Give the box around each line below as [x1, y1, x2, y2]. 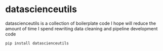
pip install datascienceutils [5, 40, 69, 46]
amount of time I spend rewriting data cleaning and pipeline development [5, 25, 158, 31]
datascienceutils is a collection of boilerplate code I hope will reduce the [5, 20, 156, 26]
